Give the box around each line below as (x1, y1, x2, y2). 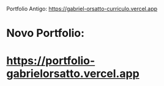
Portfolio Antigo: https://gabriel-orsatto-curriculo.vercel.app (6, 5, 158, 12)
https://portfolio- (6, 54, 95, 68)
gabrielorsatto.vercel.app (6, 67, 140, 81)
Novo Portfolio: (6, 27, 84, 40)
